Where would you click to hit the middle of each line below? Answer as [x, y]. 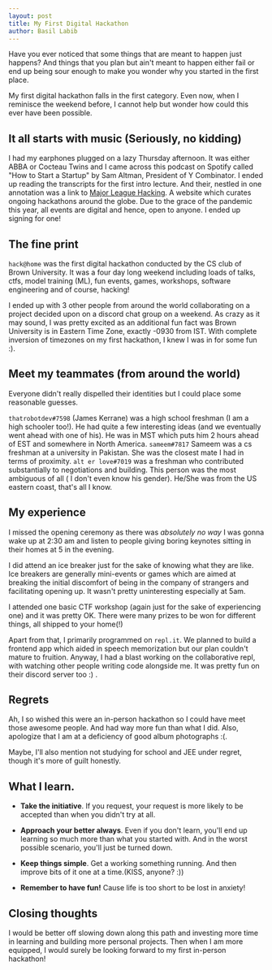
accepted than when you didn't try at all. [88, 815]
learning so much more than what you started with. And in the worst [134, 839]
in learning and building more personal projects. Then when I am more [126, 942]
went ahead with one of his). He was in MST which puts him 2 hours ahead [134, 435]
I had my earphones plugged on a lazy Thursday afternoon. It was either [129, 158]
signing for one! [35, 219]
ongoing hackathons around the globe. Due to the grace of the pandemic [131, 201]
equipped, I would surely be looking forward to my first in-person [117, 951]
